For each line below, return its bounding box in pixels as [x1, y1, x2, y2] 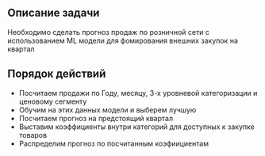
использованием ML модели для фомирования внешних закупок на [7, 36, 239, 45]
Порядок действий [7, 67, 106, 81]
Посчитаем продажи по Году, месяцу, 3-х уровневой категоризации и [18, 88, 258, 97]
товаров [18, 130, 48, 139]
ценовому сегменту [18, 97, 87, 106]
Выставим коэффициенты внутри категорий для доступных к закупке [18, 122, 255, 131]
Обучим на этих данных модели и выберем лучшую [18, 105, 197, 114]
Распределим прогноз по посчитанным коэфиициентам [18, 139, 209, 148]
